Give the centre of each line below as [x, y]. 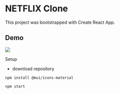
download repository [33, 69]
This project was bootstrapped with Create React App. [60, 22]
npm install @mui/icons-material [39, 78]
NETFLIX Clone [37, 9]
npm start [15, 86]
